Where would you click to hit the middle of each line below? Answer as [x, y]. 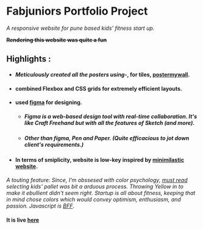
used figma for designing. [48, 102]
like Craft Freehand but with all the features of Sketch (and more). [109, 122]
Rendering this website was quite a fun [57, 40]
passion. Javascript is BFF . [41, 206]
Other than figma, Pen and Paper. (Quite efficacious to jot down [107, 138]
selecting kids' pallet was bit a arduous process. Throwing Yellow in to [95, 186]
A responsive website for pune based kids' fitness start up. [80, 28]
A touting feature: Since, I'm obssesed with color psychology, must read [97, 180]
